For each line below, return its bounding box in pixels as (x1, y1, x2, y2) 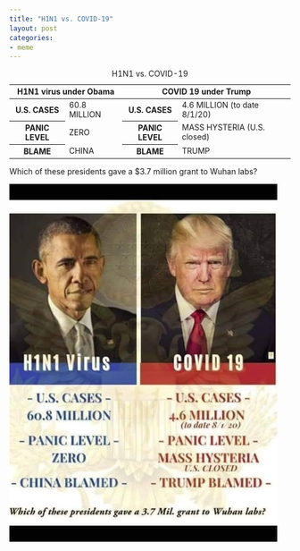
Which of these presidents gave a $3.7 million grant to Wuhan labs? (9, 165, 258, 176)
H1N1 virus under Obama (17, 86, 115, 97)
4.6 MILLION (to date (181, 99, 260, 110)
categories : (9, 33, 54, 42)
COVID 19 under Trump (162, 86, 252, 97)
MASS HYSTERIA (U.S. (181, 122, 266, 133)
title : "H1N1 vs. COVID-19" (9, 14, 114, 23)
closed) (181, 131, 210, 142)
